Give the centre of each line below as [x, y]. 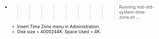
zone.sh [127, 17]
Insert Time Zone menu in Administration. [59, 26]
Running [127, 7]
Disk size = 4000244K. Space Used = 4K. [59, 32]
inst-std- [145, 7]
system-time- [132, 12]
